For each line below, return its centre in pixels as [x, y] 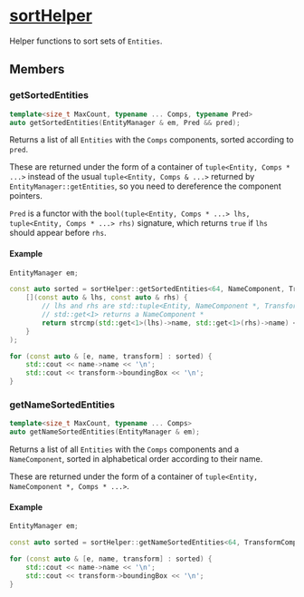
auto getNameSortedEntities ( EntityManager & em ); [105, 432]
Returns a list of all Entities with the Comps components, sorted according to [152, 140]
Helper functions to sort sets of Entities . [86, 41]
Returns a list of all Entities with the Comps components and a [124, 449]
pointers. [26, 196]
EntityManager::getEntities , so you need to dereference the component [146, 186]
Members [37, 69]
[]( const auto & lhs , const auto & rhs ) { [107, 298]
